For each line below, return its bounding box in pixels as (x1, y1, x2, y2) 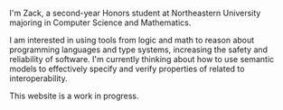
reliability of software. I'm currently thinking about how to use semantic (9, 54, 275, 64)
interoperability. (9, 73, 68, 84)
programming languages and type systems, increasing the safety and (9, 44, 269, 55)
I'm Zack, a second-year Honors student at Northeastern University (9, 8, 261, 18)
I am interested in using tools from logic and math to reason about (9, 35, 255, 45)
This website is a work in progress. (9, 90, 139, 101)
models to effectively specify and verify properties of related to (9, 63, 245, 74)
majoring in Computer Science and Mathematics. (9, 17, 192, 28)
